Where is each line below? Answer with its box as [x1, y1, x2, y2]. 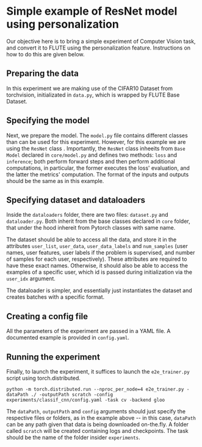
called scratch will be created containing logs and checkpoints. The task [6, 427, 189, 434]
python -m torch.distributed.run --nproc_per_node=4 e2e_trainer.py [6, 386, 184, 393]
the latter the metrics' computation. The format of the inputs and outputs [6, 170, 189, 178]
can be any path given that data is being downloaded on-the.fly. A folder [6, 421, 189, 428]
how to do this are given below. [6, 50, 85, 58]
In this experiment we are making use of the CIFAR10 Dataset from [6, 85, 173, 92]
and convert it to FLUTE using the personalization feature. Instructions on [6, 44, 191, 51]
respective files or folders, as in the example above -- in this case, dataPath [6, 415, 197, 421]
